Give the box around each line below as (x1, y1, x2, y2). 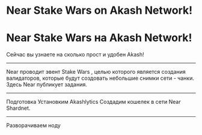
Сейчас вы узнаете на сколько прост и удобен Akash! (6, 51, 144, 58)
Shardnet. (6, 104, 31, 112)
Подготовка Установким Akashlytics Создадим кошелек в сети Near (6, 98, 182, 106)
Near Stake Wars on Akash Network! (6, 4, 193, 17)
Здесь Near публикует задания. (6, 81, 87, 88)
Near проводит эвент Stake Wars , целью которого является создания (6, 68, 186, 76)
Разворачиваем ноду (6, 122, 61, 129)
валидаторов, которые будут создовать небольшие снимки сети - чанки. (6, 74, 194, 82)
